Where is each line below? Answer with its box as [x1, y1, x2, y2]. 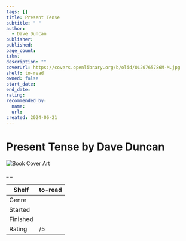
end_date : [6, 87, 31, 93]
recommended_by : [6, 97, 47, 103]
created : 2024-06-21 [6, 114, 58, 120]
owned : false [6, 75, 39, 81]
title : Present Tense [6, 14, 60, 20]
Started [9, 206, 31, 214]
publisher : [6, 36, 33, 42]
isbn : [6, 53, 20, 59]
